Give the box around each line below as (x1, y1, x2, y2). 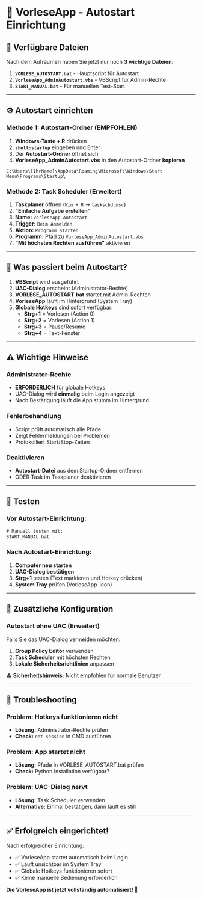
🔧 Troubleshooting (6, 695, 77, 705)
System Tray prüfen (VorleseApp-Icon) (14, 580, 112, 588)
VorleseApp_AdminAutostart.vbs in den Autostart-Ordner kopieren (14, 156, 185, 164)
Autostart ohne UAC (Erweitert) (6, 622, 100, 630)
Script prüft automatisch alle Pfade (14, 425, 101, 432)
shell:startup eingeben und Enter (14, 144, 100, 151)
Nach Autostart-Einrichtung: (6, 548, 92, 556)
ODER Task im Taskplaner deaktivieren (14, 473, 111, 480)
